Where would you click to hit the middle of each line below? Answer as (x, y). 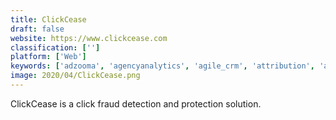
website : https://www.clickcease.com (89, 38)
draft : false (37, 29)
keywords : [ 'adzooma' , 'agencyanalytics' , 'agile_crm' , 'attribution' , (162, 66)
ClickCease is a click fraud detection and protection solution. (136, 103)
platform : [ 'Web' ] (48, 57)
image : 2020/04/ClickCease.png (75, 76)
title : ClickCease (48, 19)
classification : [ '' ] (55, 47)
